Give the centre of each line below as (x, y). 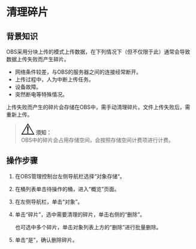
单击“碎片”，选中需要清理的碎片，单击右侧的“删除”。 (80, 214)
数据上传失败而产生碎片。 (38, 59)
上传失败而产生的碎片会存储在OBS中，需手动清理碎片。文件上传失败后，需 (98, 107)
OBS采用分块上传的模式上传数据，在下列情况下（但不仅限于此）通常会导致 (98, 52)
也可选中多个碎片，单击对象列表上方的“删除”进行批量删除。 (88, 227)
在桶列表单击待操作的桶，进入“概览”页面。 (67, 189)
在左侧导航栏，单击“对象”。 (49, 202)
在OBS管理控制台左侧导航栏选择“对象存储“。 (70, 176)
